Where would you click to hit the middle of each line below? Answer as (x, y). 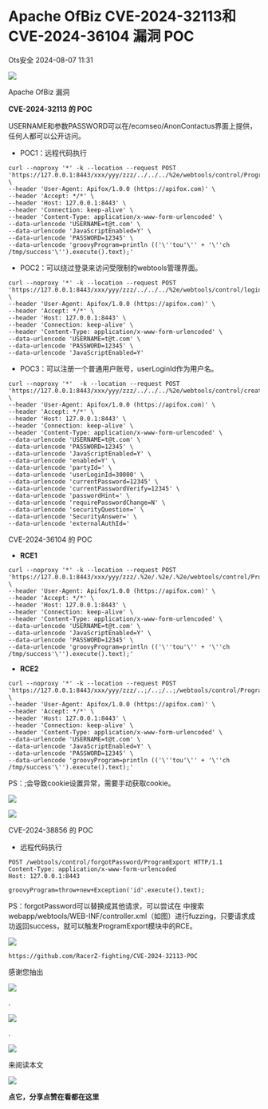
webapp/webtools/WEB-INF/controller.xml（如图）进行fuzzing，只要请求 (128, 916)
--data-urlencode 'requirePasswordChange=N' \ (87, 503)
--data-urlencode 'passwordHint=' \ (69, 495)
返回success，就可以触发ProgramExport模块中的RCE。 (106, 926)
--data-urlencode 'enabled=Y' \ (62, 460)
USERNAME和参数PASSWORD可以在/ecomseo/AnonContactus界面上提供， (132, 125)
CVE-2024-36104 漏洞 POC (101, 36)
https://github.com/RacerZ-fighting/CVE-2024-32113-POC (103, 956)
